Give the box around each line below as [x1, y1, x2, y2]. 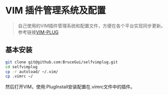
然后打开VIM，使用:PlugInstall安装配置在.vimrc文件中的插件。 [5, 84, 135, 90]
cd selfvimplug [5, 64, 38, 69]
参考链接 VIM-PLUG [17, 29, 59, 35]
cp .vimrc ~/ [5, 74, 33, 79]
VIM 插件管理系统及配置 [5, 5, 106, 16]
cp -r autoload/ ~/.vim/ [5, 69, 58, 74]
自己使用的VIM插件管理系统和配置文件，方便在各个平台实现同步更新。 [17, 23, 165, 29]
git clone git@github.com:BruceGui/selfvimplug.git [5, 60, 118, 65]
